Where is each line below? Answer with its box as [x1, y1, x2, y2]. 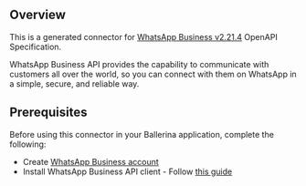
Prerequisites [9, 105, 88, 120]
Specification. [9, 41, 62, 52]
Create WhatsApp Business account [22, 156, 160, 167]
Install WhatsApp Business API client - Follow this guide [22, 166, 233, 177]
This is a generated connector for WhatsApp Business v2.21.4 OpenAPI [9, 31, 279, 42]
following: [9, 139, 47, 150]
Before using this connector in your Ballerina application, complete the [9, 129, 274, 139]
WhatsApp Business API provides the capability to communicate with [9, 58, 269, 69]
